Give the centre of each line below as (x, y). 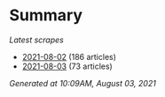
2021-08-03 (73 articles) (67, 66)
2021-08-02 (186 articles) (69, 56)
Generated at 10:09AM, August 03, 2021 (83, 83)
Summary (46, 15)
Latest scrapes (36, 40)
